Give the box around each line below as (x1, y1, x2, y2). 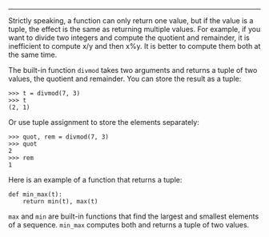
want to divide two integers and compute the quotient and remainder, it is (8, 33, 250, 42)
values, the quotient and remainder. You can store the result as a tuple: (8, 74, 242, 83)
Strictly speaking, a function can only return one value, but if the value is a (8, 16, 254, 25)
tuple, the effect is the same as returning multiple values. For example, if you (8, 25, 261, 34)
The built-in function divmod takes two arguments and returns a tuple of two (8, 66, 258, 74)
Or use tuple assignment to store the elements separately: (8, 118, 200, 127)
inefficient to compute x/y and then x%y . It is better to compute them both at (8, 42, 261, 50)
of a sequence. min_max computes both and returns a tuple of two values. (8, 220, 250, 229)
